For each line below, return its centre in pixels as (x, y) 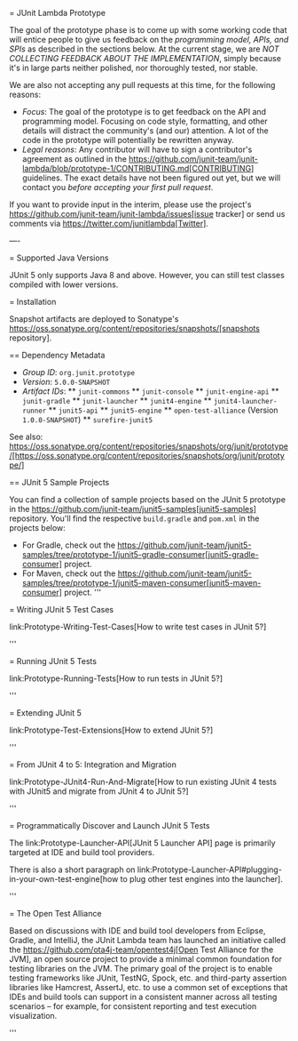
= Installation (33, 302)
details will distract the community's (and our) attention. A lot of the (145, 131)
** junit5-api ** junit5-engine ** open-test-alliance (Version (163, 410)
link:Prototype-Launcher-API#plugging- (209, 869)
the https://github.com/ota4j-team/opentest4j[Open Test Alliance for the (141, 949)
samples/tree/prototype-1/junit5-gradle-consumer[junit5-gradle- (140, 554)
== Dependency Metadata (57, 355)
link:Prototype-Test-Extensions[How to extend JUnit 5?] (111, 730)
